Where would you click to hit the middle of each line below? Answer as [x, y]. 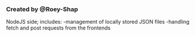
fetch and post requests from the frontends [58, 28]
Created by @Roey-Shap [42, 9]
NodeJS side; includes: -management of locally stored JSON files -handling [98, 22]
